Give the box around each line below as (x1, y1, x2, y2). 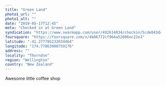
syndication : (5, 30, 32, 35)
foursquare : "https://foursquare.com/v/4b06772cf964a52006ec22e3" (5, 35, 145, 40)
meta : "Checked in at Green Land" (5, 26, 77, 30)
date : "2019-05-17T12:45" (5, 21, 58, 26)
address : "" (5, 48, 30, 53)
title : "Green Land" (5, 7, 48, 12)
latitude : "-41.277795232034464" (5, 39, 74, 44)
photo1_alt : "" (5, 16, 37, 21)
